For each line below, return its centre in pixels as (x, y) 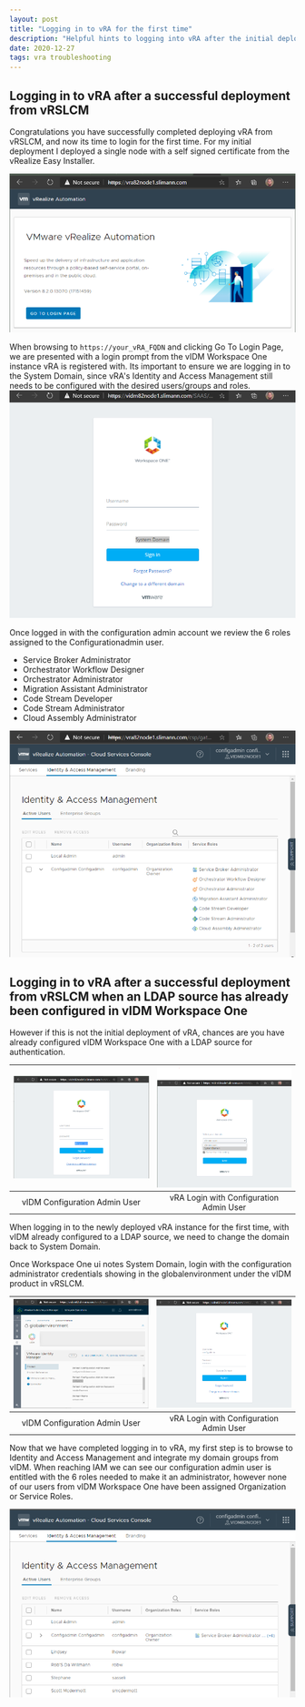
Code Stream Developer (68, 698)
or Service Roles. (41, 1497)
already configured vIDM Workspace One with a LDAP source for (131, 1042)
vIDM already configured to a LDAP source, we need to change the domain (149, 1237)
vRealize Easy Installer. (52, 160)
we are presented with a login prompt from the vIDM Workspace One (138, 357)
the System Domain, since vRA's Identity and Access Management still (141, 376)
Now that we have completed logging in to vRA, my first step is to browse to (151, 1448)
